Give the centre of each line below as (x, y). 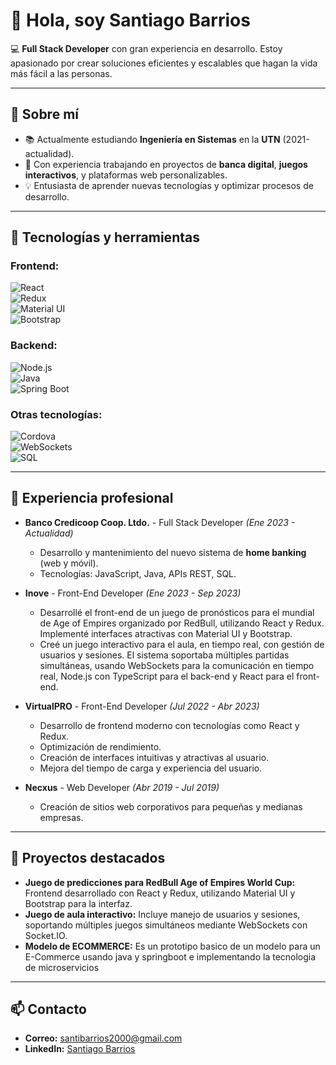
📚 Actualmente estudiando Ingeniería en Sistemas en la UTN (152, 139)
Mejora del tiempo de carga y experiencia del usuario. (151, 768)
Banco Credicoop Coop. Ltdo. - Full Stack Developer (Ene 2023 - (160, 522)
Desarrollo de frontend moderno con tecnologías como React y (169, 725)
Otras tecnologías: (56, 414)
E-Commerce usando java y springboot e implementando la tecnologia (170, 956)
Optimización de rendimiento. (100, 746)
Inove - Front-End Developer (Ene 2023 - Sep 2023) (133, 593)
